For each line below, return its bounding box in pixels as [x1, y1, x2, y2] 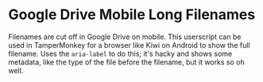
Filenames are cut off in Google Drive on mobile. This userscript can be [8, 32, 242, 41]
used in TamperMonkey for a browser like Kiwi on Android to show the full [8, 40, 250, 49]
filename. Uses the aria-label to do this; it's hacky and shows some [8, 49, 233, 58]
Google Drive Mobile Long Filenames [8, 6, 256, 24]
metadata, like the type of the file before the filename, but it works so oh [8, 57, 245, 67]
